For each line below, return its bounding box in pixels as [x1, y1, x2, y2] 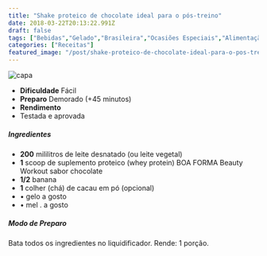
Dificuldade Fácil [19, 86, 77, 95]
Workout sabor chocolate [19, 166, 103, 176]
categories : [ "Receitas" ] [8, 41, 94, 49]
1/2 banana [19, 174, 57, 184]
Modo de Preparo [8, 218, 68, 227]
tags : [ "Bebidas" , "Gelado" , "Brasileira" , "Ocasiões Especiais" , [8, 33, 222, 42]
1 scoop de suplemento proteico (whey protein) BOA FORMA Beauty [19, 157, 244, 167]
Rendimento [19, 103, 61, 112]
